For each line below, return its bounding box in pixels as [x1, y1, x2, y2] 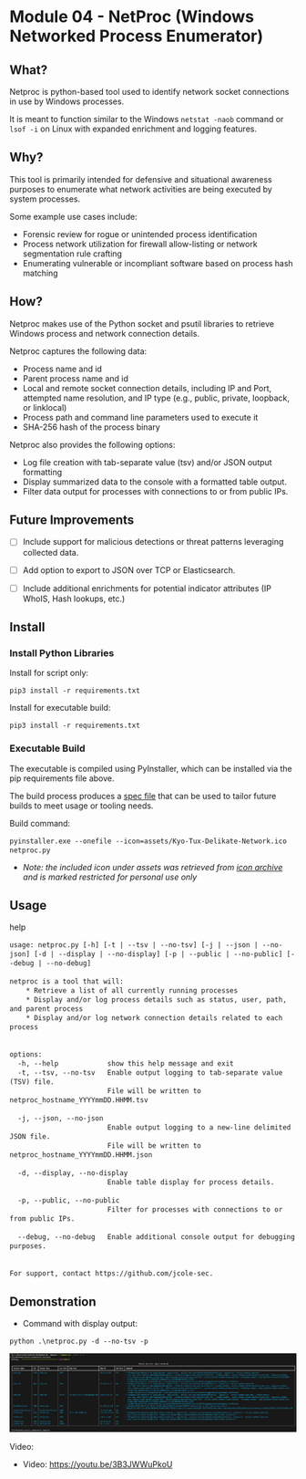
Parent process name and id [22, 372, 129, 384]
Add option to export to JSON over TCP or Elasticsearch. [22, 564, 236, 576]
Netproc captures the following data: [9, 345, 148, 357]
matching [22, 267, 58, 278]
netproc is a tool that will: [9, 977, 125, 986]
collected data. [22, 547, 79, 557]
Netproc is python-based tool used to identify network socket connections [9, 87, 290, 97]
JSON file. [9, 1132, 51, 1141]
